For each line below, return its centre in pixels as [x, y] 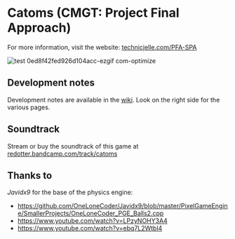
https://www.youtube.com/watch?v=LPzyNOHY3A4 [93, 221]
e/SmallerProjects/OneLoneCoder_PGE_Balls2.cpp [90, 213]
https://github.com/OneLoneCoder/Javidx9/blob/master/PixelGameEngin [122, 206]
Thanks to [30, 176]
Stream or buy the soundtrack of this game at [73, 146]
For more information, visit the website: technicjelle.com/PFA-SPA [102, 47]
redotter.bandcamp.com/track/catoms [62, 153]
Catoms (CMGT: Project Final [94, 13]
